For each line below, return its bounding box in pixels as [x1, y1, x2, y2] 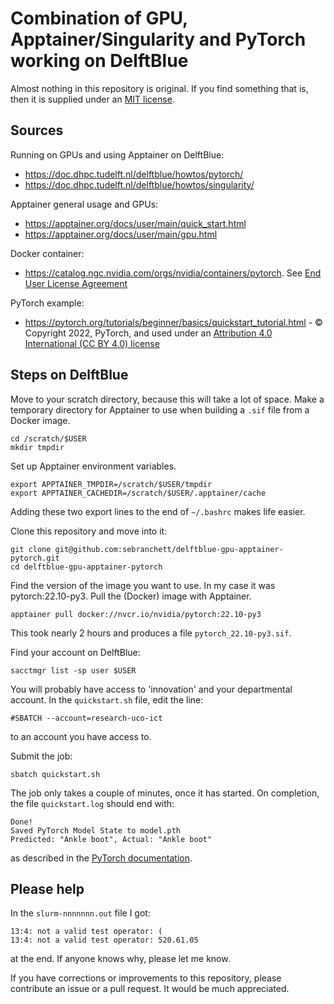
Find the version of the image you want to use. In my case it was [10, 579, 276, 591]
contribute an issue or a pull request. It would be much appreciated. [10, 983, 290, 995]
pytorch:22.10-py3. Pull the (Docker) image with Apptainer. [10, 590, 252, 602]
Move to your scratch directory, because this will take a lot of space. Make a [10, 393, 325, 405]
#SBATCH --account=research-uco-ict [10, 713, 163, 723]
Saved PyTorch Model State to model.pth [10, 825, 182, 836]
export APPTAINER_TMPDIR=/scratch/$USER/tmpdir [10, 479, 213, 489]
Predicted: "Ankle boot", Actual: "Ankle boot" [10, 834, 213, 844]
